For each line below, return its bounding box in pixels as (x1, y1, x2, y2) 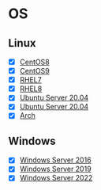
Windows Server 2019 (19, 164, 92, 174)
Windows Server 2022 (19, 173, 93, 183)
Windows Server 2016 (19, 155, 92, 165)
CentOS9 (19, 66, 50, 76)
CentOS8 (19, 57, 50, 66)
